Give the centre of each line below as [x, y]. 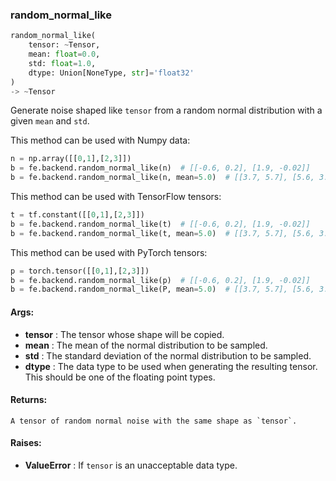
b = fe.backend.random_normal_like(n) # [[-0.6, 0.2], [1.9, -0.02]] [160, 168]
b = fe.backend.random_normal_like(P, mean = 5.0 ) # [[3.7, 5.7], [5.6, [162, 289]
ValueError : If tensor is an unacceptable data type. [131, 465]
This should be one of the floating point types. [120, 377]
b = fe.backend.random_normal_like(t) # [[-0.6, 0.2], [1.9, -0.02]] [160, 224]
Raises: [26, 443]
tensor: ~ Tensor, [64, 45]
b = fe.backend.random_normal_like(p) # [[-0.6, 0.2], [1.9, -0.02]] [160, 280]
